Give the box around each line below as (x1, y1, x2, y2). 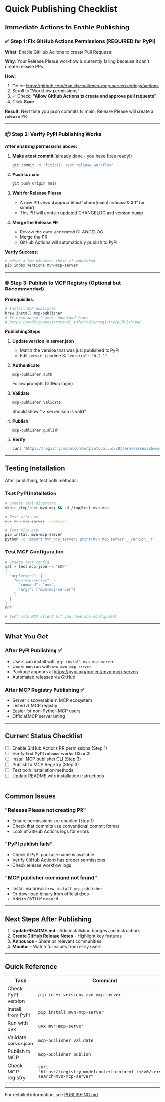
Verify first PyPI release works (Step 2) (12, 751, 91, 756)
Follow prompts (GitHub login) (12, 381, 73, 387)
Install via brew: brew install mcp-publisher (12, 886, 103, 892)
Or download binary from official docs (12, 891, 89, 897)
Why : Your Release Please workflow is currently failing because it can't (5, 58, 150, 64)
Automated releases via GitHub (12, 674, 76, 680)
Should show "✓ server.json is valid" (12, 409, 87, 415)
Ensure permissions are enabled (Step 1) (12, 817, 94, 824)
